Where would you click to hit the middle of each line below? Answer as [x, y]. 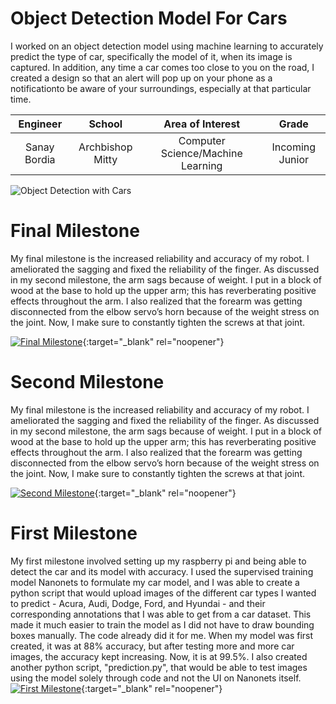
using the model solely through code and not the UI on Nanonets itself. [156, 678]
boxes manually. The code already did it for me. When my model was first [162, 635]
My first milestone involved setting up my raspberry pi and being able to [158, 561]
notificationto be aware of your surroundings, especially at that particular [161, 88]
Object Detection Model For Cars [149, 18]
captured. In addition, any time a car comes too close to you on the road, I [162, 67]
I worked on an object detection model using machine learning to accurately [167, 46]
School [105, 124]
